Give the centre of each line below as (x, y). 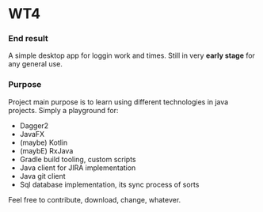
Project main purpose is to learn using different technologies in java (118, 102)
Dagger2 (34, 125)
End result (29, 39)
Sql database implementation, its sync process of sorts (109, 184)
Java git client (42, 176)
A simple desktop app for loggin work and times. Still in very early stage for (132, 55)
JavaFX (32, 134)
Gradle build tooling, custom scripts (78, 159)
